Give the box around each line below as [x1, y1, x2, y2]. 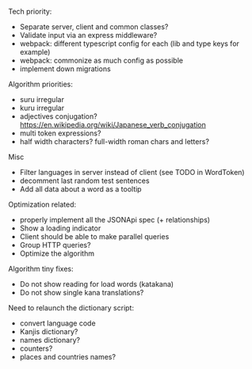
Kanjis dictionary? [19, 327, 78, 336]
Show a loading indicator [19, 223, 101, 233]
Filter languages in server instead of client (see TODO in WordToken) [19, 168, 245, 177]
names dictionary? [19, 336, 81, 344]
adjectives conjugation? [19, 112, 97, 121]
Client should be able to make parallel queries [19, 232, 170, 241]
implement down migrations [19, 64, 111, 74]
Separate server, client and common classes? [19, 22, 169, 31]
